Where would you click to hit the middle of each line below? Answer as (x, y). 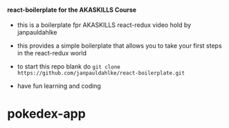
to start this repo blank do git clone (69, 66)
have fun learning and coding (59, 86)
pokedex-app (47, 114)
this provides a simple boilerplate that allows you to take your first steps (120, 46)
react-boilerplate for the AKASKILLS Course (72, 10)
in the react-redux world (52, 53)
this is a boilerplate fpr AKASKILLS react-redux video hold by (104, 25)
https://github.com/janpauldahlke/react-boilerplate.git (101, 73)
